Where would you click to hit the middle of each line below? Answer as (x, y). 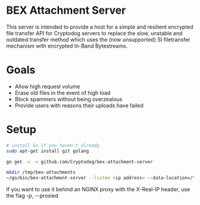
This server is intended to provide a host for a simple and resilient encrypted (100, 27)
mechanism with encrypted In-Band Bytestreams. (67, 46)
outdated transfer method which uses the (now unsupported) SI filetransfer (98, 39)
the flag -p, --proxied (32, 196)
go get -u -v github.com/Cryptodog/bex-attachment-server (79, 161)
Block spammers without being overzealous (68, 99)
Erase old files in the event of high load (62, 92)
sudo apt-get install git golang (48, 151)
